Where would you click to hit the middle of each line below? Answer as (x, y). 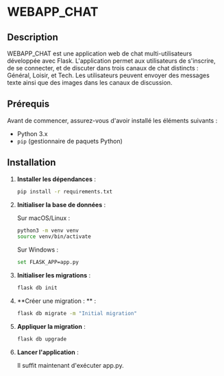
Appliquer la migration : (51, 326)
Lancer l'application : (48, 352)
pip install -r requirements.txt (65, 191)
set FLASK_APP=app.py (48, 263)
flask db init (37, 288)
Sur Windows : (38, 250)
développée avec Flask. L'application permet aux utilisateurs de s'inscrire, (111, 61)
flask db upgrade (42, 339)
